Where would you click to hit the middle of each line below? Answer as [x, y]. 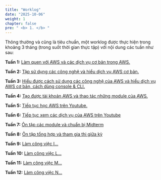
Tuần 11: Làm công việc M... [34, 163]
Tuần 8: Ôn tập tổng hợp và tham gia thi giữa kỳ [54, 134]
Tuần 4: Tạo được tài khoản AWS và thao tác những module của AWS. [77, 96]
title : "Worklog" [23, 10]
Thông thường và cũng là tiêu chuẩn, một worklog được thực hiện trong [78, 42]
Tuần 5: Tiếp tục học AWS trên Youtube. [46, 106]
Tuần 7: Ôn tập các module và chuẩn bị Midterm [54, 125]
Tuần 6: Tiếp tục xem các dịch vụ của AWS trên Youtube [63, 115]
